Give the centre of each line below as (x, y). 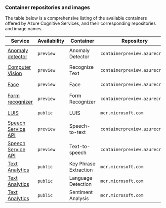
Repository (135, 41)
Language (81, 178)
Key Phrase (82, 164)
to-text (77, 132)
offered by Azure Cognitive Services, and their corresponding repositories (81, 23)
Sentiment (81, 192)
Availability (51, 41)
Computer (19, 67)
